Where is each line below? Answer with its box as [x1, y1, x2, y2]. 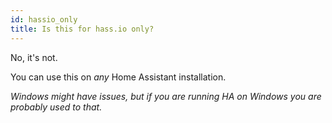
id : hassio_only [10, 14, 78, 25]
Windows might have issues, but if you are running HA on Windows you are [10, 90, 322, 102]
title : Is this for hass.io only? [10, 24, 155, 34]
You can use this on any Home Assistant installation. [10, 71, 227, 83]
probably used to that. [10, 101, 103, 113]
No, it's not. [10, 51, 58, 63]
